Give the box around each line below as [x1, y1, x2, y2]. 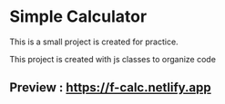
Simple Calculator [9, 6, 148, 27]
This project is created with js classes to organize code [9, 53, 217, 64]
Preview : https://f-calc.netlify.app [9, 80, 211, 96]
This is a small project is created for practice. [9, 36, 179, 47]
